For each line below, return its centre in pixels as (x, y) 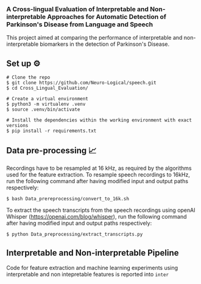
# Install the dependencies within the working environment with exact (99, 120)
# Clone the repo (28, 78)
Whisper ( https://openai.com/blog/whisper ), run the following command (97, 216)
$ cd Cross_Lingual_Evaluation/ (47, 88)
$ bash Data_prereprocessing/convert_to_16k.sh (68, 198)
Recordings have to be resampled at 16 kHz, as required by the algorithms (99, 168)
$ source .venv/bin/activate (43, 110)
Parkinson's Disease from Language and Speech (80, 24)
